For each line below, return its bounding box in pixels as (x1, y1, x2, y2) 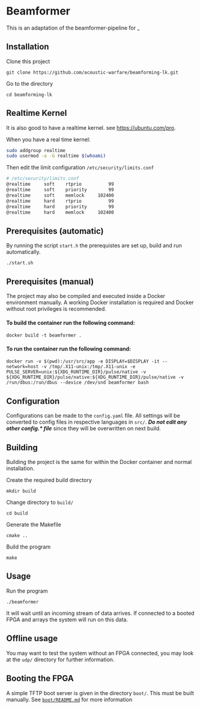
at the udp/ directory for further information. (6, 656, 115, 663)
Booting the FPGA (6, 673, 74, 684)
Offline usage (6, 634, 58, 644)
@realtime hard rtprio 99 (6, 198, 114, 204)
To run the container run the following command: (6, 345, 131, 352)
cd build (6, 510, 28, 517)
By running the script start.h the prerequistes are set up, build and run (6, 242, 182, 249)
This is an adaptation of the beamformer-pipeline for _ (6, 24, 140, 31)
